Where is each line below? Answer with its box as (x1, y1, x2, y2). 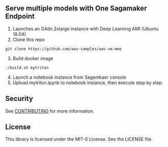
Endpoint (5, 12, 35, 21)
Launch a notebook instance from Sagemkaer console (12, 74, 126, 80)
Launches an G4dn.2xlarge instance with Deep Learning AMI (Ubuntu (12, 26, 159, 32)
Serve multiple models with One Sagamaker (5, 4, 147, 13)
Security (5, 94, 33, 103)
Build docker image (12, 55, 53, 61)
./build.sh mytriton (5, 65, 49, 70)
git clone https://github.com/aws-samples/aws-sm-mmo (5, 46, 122, 52)
